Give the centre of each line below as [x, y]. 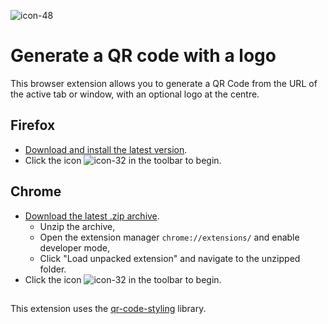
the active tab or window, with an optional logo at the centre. [135, 94]
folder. [53, 269]
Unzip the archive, [77, 226]
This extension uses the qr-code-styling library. [108, 308]
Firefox [33, 125]
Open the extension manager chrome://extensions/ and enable [169, 237]
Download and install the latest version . [106, 149]
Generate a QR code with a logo [143, 56]
